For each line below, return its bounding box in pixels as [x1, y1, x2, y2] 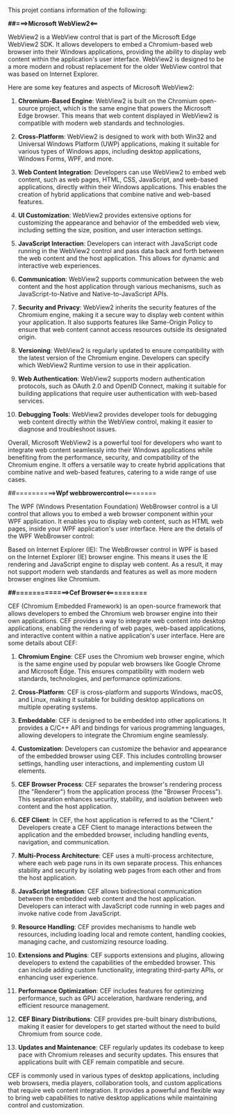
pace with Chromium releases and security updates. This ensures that [17, 1050, 219, 1059]
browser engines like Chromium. [8, 575, 101, 583]
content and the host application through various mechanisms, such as [17, 282, 222, 291]
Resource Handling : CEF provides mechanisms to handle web [17, 923, 197, 931]
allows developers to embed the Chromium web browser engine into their [8, 609, 218, 618]
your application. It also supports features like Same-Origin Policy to [17, 318, 213, 326]
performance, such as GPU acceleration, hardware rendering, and [17, 994, 208, 1002]
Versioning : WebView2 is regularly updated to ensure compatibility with [17, 346, 224, 354]
